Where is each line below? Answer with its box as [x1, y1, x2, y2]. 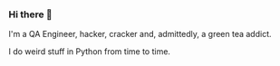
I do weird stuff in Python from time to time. [8, 46, 171, 57]
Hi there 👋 [8, 8, 53, 21]
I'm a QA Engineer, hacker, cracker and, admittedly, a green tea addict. [8, 29, 273, 40]
